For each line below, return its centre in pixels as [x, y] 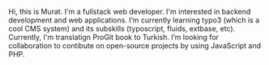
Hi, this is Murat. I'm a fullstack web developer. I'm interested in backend [130, 12]
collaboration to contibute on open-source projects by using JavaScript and [135, 46]
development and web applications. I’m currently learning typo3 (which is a [134, 20]
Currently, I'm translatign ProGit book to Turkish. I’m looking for [114, 37]
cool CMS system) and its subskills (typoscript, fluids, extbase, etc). [122, 28]
